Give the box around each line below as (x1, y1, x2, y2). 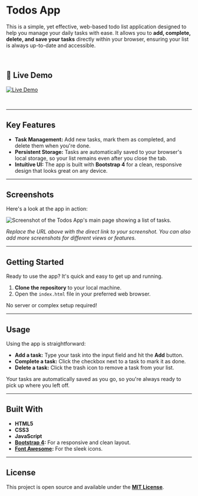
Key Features (6, 120, 56, 130)
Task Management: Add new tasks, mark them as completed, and (14, 136, 176, 143)
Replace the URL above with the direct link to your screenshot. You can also (6, 228, 191, 235)
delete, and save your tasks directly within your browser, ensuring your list (6, 35, 189, 42)
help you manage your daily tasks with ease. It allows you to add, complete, (6, 29, 191, 36)
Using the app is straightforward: (6, 340, 86, 347)
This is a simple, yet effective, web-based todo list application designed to (6, 23, 187, 30)
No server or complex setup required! (6, 302, 97, 309)
